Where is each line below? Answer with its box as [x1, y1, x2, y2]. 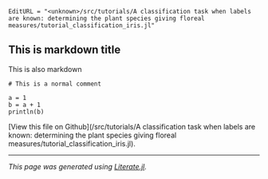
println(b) [8, 108, 45, 116]
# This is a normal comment [8, 80, 102, 88]
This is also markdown [8, 64, 82, 74]
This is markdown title [8, 43, 121, 57]
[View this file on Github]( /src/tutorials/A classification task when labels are [8, 121, 256, 131]
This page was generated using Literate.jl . [8, 161, 148, 171]
